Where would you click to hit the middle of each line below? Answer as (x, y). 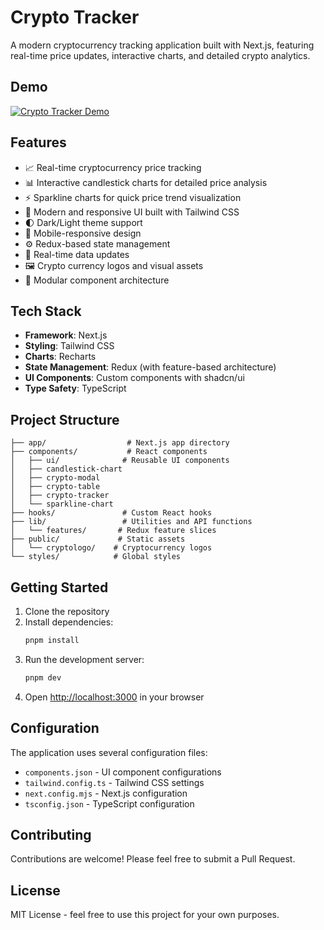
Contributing (51, 834)
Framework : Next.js (66, 335)
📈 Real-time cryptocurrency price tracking (113, 167)
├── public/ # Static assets (98, 539)
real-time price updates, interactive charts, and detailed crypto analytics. (160, 55)
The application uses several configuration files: (109, 752)
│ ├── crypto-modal (55, 478)
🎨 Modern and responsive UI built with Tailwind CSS (132, 212)
